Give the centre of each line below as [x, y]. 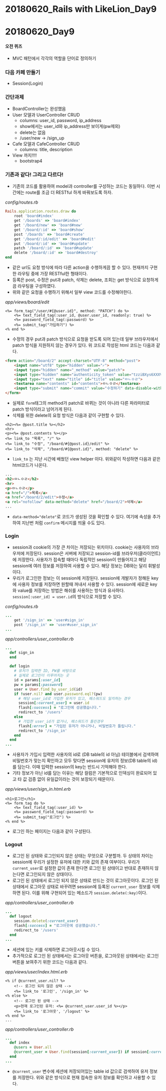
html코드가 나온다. [30, 465]
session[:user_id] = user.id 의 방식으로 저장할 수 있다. [67, 597]
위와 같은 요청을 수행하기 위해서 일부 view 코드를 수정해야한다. [72, 292]
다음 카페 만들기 [23, 72]
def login [20, 666]
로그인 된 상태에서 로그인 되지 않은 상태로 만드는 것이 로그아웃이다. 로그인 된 [85, 881]
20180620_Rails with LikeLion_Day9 [81, 9]
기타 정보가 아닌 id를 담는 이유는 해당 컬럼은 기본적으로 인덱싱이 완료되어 [82, 773]
